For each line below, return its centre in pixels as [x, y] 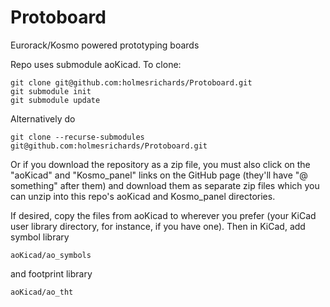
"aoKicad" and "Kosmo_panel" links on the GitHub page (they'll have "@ [159, 175]
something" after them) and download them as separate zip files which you [165, 185]
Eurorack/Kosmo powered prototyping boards [105, 45]
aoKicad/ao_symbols [51, 255]
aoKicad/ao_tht [42, 292]
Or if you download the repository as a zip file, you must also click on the [160, 164]
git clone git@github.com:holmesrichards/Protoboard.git [131, 82]
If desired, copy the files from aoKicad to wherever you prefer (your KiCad [163, 215]
